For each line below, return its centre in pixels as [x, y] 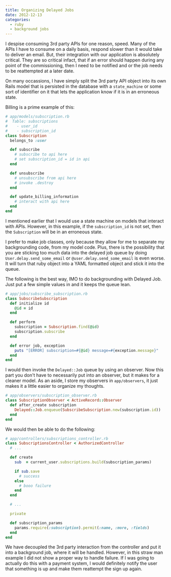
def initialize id [30, 303]
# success [29, 476]
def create [21, 457]
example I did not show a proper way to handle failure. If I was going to [80, 558]
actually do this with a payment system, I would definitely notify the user [81, 563]
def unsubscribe [27, 173]
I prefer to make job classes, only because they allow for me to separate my [85, 242]
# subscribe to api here [41, 154]
